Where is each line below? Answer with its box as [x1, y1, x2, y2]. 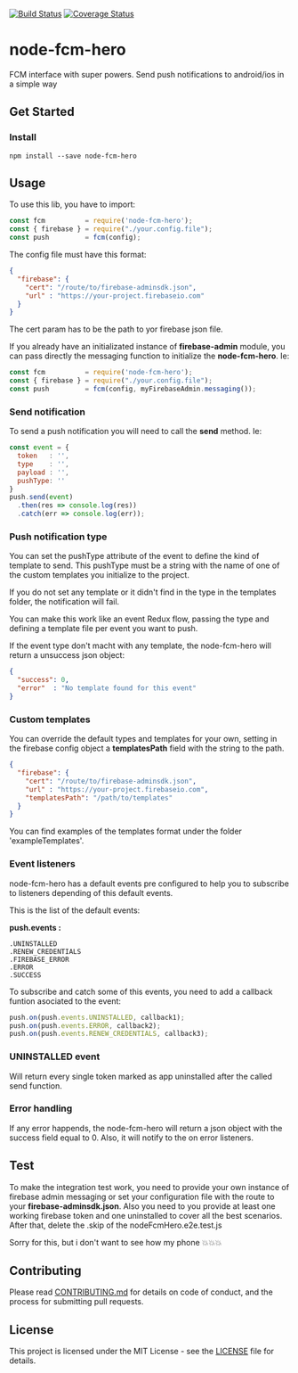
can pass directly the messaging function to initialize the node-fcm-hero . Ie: [9, 350, 290, 361]
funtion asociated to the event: [9, 995, 122, 1007]
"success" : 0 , [17, 676, 69, 685]
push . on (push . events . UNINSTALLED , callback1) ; [9, 1013, 185, 1022]
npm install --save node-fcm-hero [9, 152, 138, 160]
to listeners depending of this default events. [9, 887, 173, 898]
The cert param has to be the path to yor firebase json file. [9, 324, 224, 334]
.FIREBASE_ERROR [9, 955, 69, 964]
